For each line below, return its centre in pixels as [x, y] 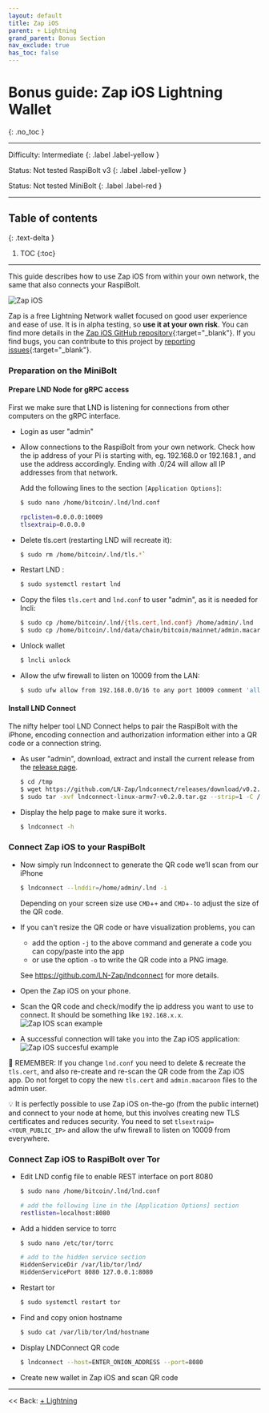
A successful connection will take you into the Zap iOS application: [130, 1038]
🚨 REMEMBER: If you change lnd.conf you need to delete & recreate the [127, 1062]
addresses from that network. [69, 472]
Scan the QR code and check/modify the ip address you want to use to [137, 1006]
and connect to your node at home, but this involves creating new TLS [124, 1113]
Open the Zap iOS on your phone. [75, 990]
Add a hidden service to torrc [68, 1228]
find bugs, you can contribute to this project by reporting [102, 341]
